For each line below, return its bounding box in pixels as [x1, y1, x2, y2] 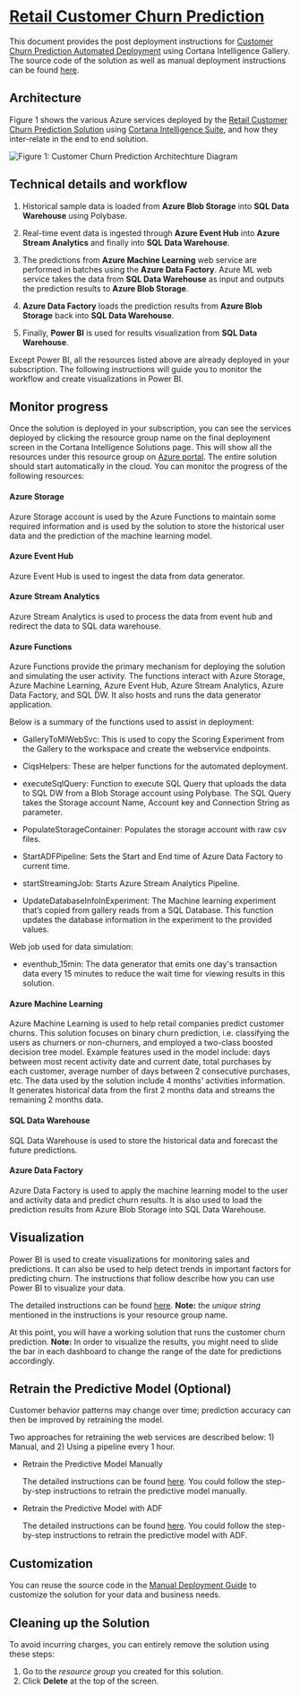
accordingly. [9, 1355, 56, 1366]
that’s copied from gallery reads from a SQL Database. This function [21, 905, 274, 916]
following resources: [9, 471, 85, 482]
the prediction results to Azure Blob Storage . [21, 282, 189, 293]
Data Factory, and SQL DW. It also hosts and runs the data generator [9, 690, 261, 700]
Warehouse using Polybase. [21, 210, 128, 221]
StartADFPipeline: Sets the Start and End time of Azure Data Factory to [21, 851, 284, 862]
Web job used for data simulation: [9, 942, 133, 952]
